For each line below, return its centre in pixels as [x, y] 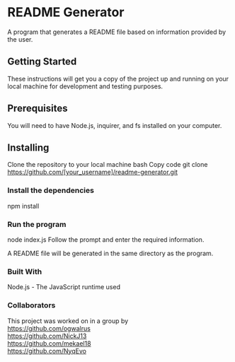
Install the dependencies [51, 190]
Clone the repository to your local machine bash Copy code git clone [108, 165]
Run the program [37, 224]
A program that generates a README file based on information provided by [117, 32]
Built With [25, 271]
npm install [23, 206]
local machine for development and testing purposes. [85, 86]
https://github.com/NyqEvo [47, 351]
